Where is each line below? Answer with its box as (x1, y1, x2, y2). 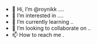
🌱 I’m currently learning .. (11, 18, 74, 25)
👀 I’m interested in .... (11, 12, 64, 19)
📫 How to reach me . (11, 32, 64, 38)
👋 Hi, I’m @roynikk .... (11, 6, 64, 12)
